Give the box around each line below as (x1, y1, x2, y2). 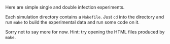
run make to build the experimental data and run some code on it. (5, 19, 140, 25)
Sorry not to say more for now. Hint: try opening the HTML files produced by (5, 29, 165, 34)
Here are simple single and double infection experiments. (5, 4, 125, 10)
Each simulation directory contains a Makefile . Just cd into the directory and (5, 14, 164, 19)
